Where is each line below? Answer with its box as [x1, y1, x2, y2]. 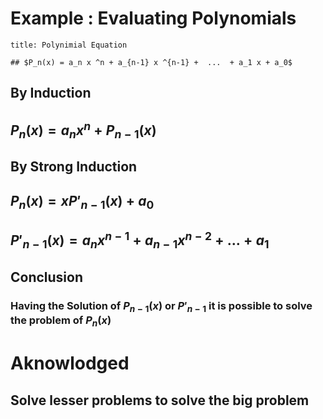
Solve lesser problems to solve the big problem [10, 392, 310, 409]
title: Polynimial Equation [10, 40, 128, 50]
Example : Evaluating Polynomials [10, 7, 297, 30]
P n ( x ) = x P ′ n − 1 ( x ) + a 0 [10, 192, 155, 212]
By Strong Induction [10, 158, 138, 176]
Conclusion [10, 268, 84, 286]
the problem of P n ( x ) [10, 313, 112, 329]
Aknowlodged [10, 352, 130, 375]
